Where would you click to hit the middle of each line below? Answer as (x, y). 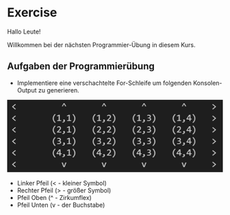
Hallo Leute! (24, 31)
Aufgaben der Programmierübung (81, 66)
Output (27, 90)
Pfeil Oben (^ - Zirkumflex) (54, 197)
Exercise (32, 13)
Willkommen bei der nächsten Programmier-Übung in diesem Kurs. (102, 45)
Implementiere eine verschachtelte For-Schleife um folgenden (104, 83)
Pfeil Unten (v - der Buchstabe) (61, 205)
